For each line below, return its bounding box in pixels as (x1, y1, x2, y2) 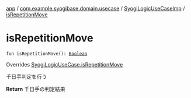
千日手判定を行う (6, 73, 47, 80)
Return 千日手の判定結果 (6, 85, 65, 92)
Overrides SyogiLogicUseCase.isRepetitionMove (6, 61, 123, 68)
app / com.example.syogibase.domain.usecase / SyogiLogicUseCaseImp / (6, 5, 185, 12)
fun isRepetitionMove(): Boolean (6, 51, 88, 57)
